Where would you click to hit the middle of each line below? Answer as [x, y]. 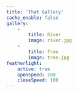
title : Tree [44, 52]
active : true [34, 69]
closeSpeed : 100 [38, 80]
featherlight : [24, 63]
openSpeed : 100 [37, 75]
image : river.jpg [50, 40]
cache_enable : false [33, 18]
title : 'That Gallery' [35, 12]
